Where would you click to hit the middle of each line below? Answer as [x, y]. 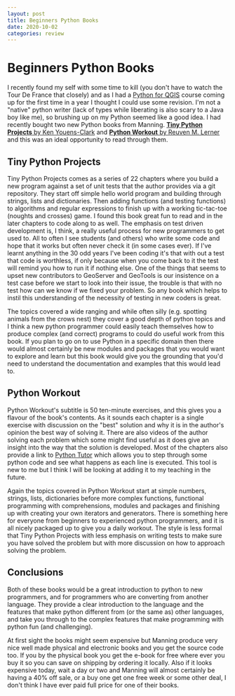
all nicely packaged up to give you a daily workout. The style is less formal [115, 528]
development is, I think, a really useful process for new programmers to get [116, 231]
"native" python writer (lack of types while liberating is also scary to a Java [116, 110]
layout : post [26, 14]
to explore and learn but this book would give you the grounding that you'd [115, 356]
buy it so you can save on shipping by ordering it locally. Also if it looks [110, 662]
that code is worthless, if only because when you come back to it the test [113, 261]
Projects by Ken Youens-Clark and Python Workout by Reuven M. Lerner [114, 132]
